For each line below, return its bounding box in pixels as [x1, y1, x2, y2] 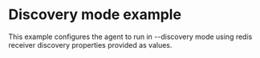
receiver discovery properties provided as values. [8, 40, 173, 49]
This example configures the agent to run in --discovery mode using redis [8, 32, 253, 41]
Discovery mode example [8, 6, 182, 24]
